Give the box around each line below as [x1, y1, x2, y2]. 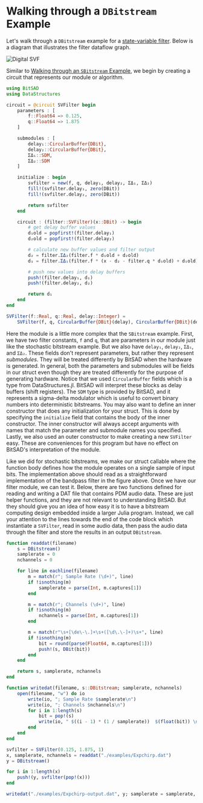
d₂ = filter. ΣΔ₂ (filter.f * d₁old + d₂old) [28, 252, 139, 258]
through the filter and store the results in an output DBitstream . [6, 528, 162, 536]
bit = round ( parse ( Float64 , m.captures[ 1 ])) [38, 641, 153, 647]
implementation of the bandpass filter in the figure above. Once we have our [6, 477, 196, 484]
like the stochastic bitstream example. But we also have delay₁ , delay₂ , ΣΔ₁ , [6, 342, 194, 350]
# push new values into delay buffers [28, 268, 126, 275]
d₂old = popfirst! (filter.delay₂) [28, 236, 115, 242]
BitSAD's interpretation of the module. [6, 445, 101, 453]
